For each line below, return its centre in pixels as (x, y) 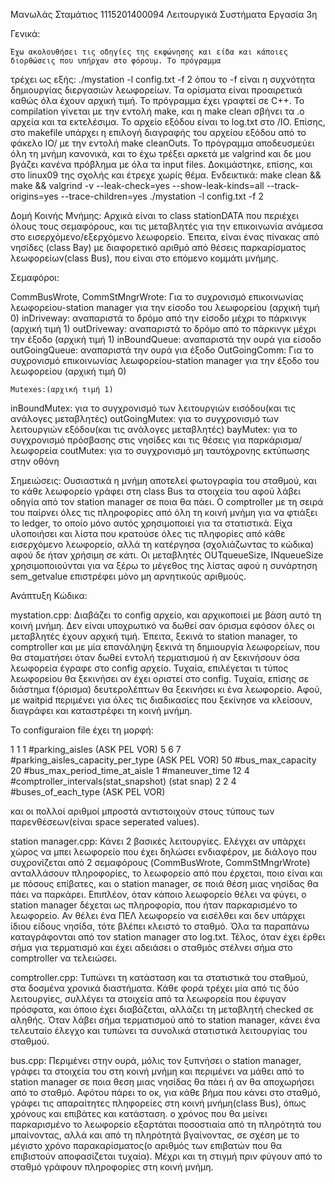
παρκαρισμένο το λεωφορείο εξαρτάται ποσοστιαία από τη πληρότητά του (166, 1124)
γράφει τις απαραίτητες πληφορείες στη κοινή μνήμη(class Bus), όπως (158, 1103)
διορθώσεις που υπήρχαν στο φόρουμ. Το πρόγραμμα (116, 61)
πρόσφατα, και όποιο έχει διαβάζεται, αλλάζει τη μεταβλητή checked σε (162, 1009)
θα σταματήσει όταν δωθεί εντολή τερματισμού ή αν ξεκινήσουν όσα (155, 657)
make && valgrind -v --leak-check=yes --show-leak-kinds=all (137, 185)
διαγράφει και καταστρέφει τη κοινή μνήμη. (101, 710)
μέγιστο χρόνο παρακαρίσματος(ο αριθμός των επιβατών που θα (146, 1145)
